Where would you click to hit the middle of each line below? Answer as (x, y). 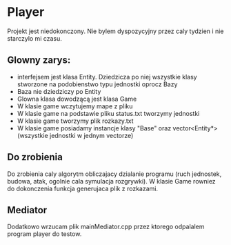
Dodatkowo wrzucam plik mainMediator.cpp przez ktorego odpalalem (106, 227)
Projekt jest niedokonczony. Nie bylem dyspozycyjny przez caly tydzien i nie (115, 31)
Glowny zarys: (39, 60)
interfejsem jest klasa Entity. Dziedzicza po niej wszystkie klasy (107, 77)
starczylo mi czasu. (34, 38)
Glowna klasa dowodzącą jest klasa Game (77, 99)
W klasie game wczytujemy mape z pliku (75, 106)
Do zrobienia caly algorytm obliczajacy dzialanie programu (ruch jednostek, (114, 174)
